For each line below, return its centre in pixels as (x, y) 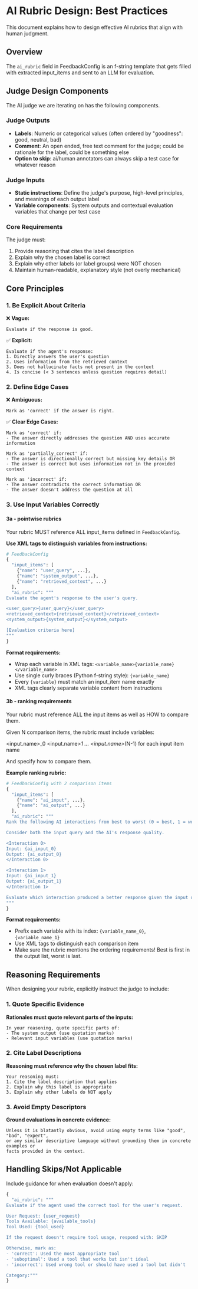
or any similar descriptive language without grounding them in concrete (99, 1141)
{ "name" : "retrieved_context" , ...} (62, 581)
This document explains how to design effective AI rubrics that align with (95, 27)
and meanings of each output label (57, 199)
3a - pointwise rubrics (34, 519)
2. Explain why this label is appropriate (59, 1087)
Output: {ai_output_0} (34, 854)
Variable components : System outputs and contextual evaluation (94, 205)
